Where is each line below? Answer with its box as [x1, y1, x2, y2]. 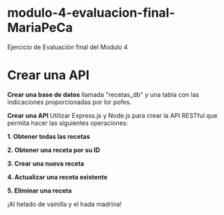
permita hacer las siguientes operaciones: [7, 119, 128, 127]
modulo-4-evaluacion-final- [7, 5, 176, 21]
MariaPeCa [7, 20, 73, 36]
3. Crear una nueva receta [7, 159, 85, 168]
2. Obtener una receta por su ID [7, 145, 100, 154]
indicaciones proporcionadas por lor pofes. [7, 98, 132, 106]
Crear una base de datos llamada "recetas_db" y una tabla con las [7, 90, 199, 98]
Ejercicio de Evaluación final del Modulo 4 [7, 43, 128, 51]
